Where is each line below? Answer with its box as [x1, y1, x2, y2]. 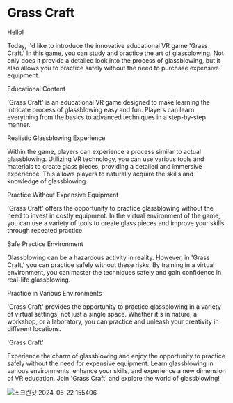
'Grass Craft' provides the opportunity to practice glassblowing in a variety [7, 302, 221, 311]
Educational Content [7, 84, 66, 93]
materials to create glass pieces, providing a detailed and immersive [7, 162, 202, 170]
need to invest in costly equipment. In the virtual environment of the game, [7, 211, 220, 220]
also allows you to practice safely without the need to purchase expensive [7, 63, 220, 72]
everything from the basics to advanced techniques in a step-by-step [7, 113, 207, 121]
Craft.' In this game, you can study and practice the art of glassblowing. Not [7, 49, 224, 57]
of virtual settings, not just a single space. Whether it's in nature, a [7, 310, 197, 318]
